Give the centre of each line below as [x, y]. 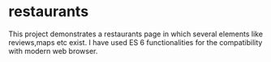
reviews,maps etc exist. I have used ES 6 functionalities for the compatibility [135, 42]
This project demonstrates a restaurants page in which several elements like [136, 34]
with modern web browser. [53, 51]
